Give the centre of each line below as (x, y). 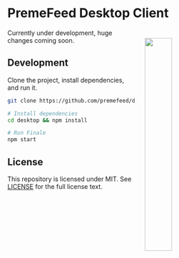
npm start (22, 140)
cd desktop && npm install (47, 120)
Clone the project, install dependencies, (66, 80)
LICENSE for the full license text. (55, 186)
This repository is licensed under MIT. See (70, 179)
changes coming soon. (41, 40)
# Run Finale (27, 133)
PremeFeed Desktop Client (88, 13)
